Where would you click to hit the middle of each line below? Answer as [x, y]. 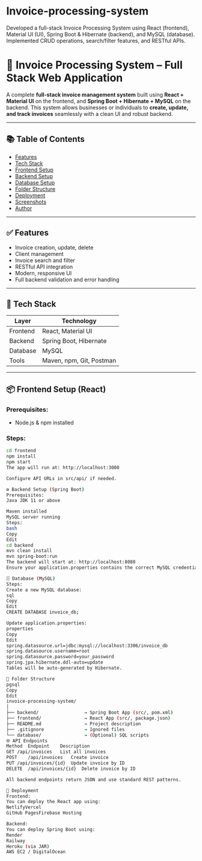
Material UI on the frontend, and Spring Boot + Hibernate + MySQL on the [99, 101]
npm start [19, 462]
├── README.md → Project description [74, 724]
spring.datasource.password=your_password [60, 657]
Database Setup [35, 182]
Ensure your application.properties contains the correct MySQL [88, 568]
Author [23, 208]
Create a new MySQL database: [44, 590]
